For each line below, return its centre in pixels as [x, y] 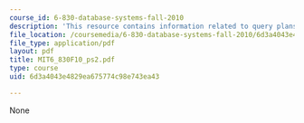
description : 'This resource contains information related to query [141, 26]
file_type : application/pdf [62, 43]
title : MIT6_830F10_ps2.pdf [62, 60]
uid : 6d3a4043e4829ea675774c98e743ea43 [85, 77]
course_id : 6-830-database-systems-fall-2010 [96, 18]
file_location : [38, 34]
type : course [34, 69]
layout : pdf [32, 52]
